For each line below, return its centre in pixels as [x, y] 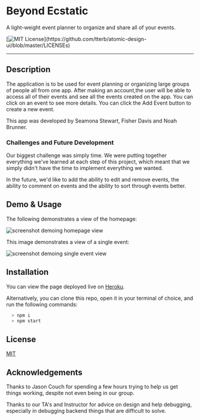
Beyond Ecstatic [47, 11]
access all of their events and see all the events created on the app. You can [100, 96]
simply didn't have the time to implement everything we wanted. [85, 168]
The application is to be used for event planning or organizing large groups [98, 84]
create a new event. [30, 109]
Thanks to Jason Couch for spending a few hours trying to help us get [92, 387]
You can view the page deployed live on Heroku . [65, 286]
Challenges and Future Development [60, 142]
